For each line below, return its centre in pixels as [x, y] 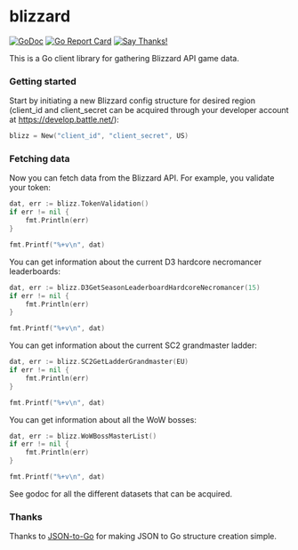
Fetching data [40, 159]
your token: [30, 188]
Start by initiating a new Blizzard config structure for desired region [133, 101]
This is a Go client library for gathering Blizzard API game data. [125, 58]
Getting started [43, 81]
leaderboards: [35, 271]
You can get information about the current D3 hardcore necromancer [136, 262]
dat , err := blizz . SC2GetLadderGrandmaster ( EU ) [99, 362]
